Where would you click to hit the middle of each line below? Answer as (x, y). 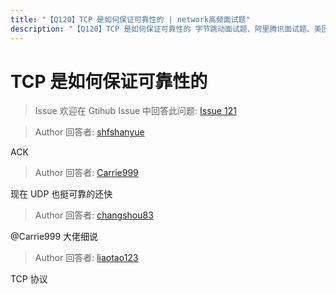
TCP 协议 (29, 279)
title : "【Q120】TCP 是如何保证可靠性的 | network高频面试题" (130, 19)
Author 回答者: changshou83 (94, 215)
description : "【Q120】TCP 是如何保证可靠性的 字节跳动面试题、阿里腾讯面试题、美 (166, 29)
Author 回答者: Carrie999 (86, 173)
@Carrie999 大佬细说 (54, 237)
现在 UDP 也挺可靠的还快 (61, 194)
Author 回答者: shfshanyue (89, 132)
